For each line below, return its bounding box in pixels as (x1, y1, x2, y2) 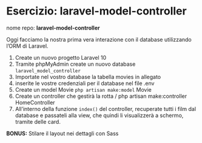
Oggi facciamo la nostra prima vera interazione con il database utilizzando (6, 36, 192, 43)
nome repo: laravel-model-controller (6, 24, 100, 31)
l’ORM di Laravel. (6, 42, 49, 49)
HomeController (15, 98, 56, 106)
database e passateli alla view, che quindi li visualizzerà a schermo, (15, 112, 184, 119)
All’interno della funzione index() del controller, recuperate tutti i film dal (15, 105, 196, 112)
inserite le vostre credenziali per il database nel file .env (15, 80, 155, 87)
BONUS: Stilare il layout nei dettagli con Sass (6, 130, 119, 137)
